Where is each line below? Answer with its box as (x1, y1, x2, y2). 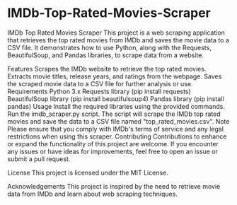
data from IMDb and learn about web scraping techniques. (7, 189, 178, 198)
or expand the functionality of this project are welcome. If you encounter (7, 139, 219, 148)
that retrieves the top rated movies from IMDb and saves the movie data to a (7, 35, 230, 44)
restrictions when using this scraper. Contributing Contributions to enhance (7, 132, 227, 141)
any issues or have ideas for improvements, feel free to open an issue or (7, 147, 218, 156)
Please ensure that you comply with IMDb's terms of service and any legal (7, 124, 224, 133)
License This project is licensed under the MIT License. (7, 168, 168, 177)
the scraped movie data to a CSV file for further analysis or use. (7, 79, 193, 88)
